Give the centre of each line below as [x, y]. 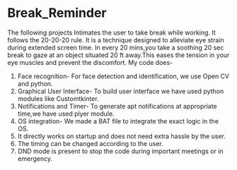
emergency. [35, 158]
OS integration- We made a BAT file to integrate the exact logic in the [118, 121]
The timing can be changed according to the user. [91, 143]
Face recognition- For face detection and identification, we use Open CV [123, 76]
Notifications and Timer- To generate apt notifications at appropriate [117, 106]
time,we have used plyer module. [66, 114]
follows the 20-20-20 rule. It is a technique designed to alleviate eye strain [116, 40]
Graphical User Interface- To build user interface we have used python [121, 91]
